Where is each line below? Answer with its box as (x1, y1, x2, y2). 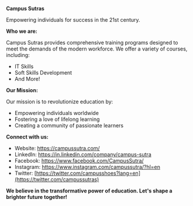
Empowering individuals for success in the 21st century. (6, 16, 140, 23)
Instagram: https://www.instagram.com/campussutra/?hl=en (14, 164, 161, 170)
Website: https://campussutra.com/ (14, 145, 101, 151)
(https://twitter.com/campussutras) (14, 176, 99, 183)
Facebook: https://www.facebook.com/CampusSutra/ (14, 157, 144, 164)
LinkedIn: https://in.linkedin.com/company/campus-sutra (14, 151, 151, 158)
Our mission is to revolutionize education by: (6, 98, 113, 105)
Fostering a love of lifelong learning (14, 116, 100, 123)
